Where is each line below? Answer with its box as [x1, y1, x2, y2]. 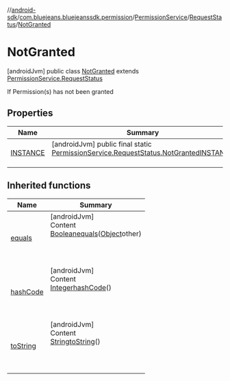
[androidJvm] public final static [51, 139, 152, 149]
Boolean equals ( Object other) [50, 229, 142, 238]
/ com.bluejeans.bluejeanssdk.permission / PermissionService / [16, 13, 190, 21]
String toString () [50, 336, 101, 346]
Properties [7, 108, 53, 119]
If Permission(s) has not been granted [7, 87, 114, 95]
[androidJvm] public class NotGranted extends [7, 66, 139, 75]
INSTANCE [10, 147, 45, 157]
